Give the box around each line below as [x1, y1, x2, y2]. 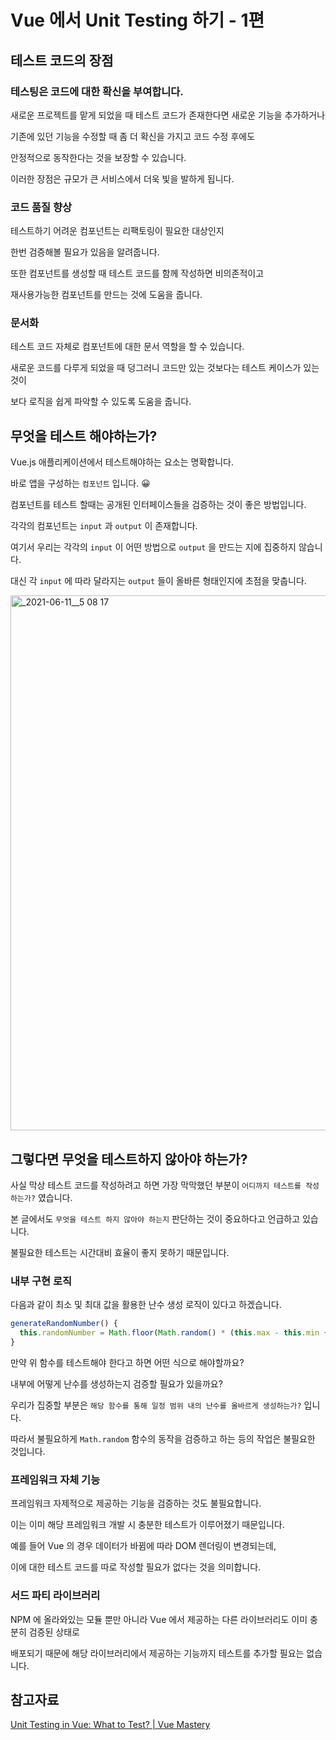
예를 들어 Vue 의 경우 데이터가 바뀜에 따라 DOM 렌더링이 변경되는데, [10, 1540, 277, 1552]
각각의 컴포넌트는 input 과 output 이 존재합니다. [10, 520, 198, 532]
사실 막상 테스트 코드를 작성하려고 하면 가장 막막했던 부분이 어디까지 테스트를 [10, 1179, 302, 1191]
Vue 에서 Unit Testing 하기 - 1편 [10, 9, 265, 32]
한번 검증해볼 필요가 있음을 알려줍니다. [10, 246, 160, 258]
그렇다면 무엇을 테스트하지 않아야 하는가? [10, 1151, 248, 1168]
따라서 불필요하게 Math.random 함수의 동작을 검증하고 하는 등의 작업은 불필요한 [10, 1433, 316, 1445]
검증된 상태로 [28, 1626, 80, 1638]
